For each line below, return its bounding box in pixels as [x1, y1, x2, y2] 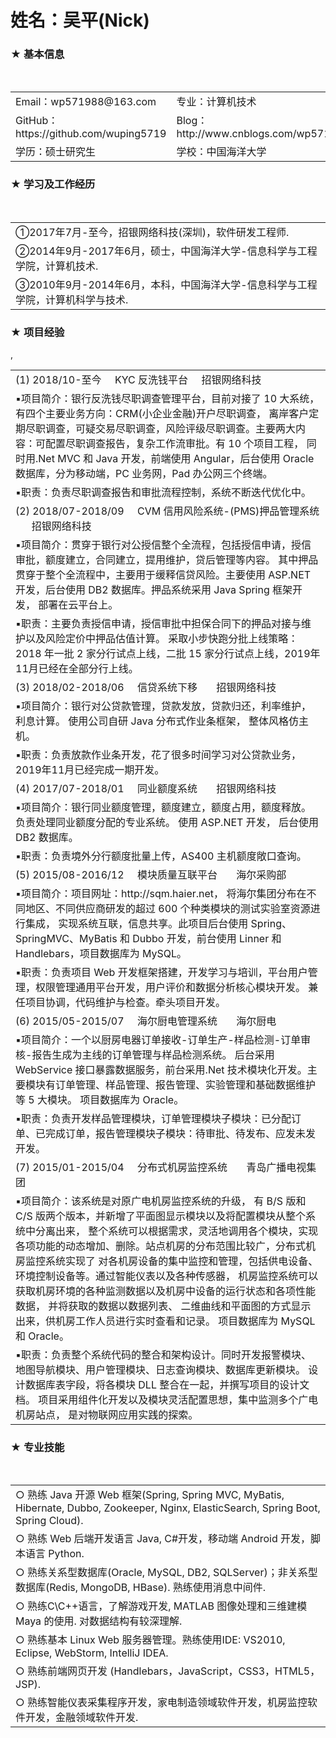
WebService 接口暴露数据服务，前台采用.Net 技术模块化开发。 [15, 1063, 308, 1077]
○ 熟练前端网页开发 [15, 1664, 108, 1678]
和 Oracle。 [15, 1329, 70, 1343]
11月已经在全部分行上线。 [15, 662, 139, 676]
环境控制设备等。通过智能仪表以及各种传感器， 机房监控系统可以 [15, 1269, 319, 1283]
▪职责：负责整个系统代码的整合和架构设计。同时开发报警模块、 [15, 1348, 312, 1362]
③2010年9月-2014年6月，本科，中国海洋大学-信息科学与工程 [15, 277, 318, 291]
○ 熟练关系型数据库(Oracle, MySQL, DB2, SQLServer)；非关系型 [15, 1566, 318, 1580]
